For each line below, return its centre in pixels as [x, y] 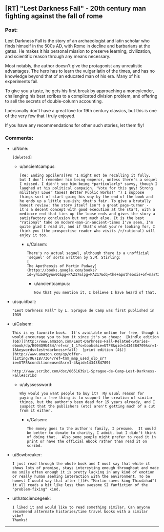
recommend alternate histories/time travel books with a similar [80, 512]
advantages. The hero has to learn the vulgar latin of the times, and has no [80, 71]
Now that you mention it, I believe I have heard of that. [95, 292]
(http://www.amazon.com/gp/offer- [47, 354]
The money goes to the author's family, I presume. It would [91, 429]
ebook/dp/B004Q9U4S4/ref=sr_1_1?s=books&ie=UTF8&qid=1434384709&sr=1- [85, 346]
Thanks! [20, 520]
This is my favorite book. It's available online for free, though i [85, 333]
